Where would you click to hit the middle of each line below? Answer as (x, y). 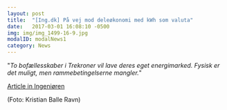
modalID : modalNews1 (37, 39)
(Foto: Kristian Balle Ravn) (44, 100)
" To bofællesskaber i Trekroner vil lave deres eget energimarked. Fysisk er (113, 65)
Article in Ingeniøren (36, 86)
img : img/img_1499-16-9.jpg (48, 33)
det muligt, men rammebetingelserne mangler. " (74, 73)
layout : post (26, 13)
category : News (29, 46)
